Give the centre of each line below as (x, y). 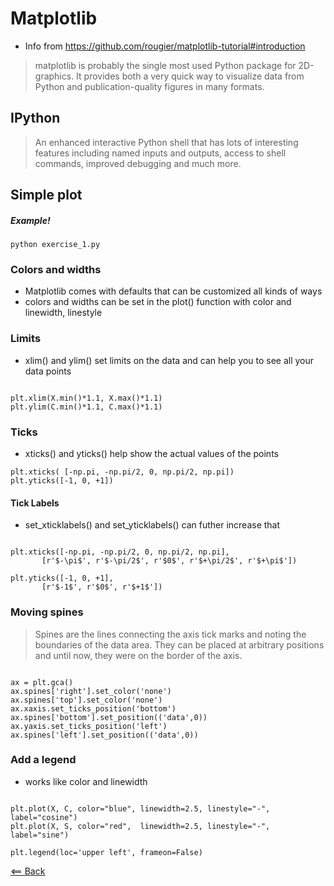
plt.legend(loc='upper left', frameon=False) (106, 852)
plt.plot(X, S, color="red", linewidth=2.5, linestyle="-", (140, 826)
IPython (35, 118)
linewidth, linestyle (63, 313)
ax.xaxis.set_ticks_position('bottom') (93, 708)
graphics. (54, 76)
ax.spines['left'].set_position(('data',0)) (104, 735)
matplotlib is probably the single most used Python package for (165, 65)
